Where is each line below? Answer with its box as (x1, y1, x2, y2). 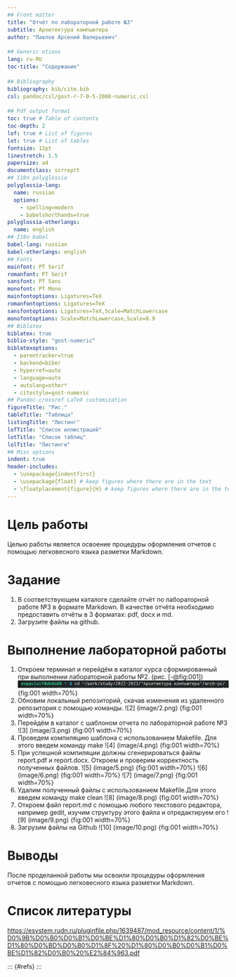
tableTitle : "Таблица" (7, 412, 74, 419)
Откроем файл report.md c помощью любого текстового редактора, (17, 801, 223, 809)
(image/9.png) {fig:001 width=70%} (27, 815, 131, 825)
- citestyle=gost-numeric (13, 389, 90, 396)
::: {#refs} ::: (7, 962, 42, 971)
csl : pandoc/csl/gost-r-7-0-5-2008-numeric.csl (7, 93, 150, 100)
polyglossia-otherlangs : (7, 218, 80, 226)
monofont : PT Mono (7, 285, 61, 293)
